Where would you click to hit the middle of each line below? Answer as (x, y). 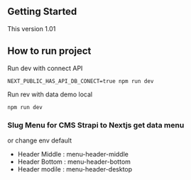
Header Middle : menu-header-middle (73, 154)
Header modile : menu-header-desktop (75, 169)
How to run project (49, 51)
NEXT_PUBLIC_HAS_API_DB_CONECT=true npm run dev (81, 81)
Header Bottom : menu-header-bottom (74, 162)
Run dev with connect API (45, 68)
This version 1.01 (32, 28)
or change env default (40, 140)
